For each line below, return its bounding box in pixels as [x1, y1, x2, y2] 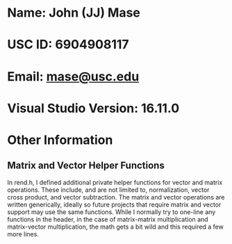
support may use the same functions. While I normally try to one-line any [7, 207, 216, 216]
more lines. [7, 229, 40, 238]
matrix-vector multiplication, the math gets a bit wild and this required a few [7, 222, 224, 231]
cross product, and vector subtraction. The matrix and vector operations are [7, 193, 225, 201]
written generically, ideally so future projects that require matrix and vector [7, 200, 222, 209]
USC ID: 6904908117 [7, 37, 130, 53]
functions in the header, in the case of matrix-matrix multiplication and [7, 215, 208, 223]
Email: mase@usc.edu [7, 68, 140, 84]
